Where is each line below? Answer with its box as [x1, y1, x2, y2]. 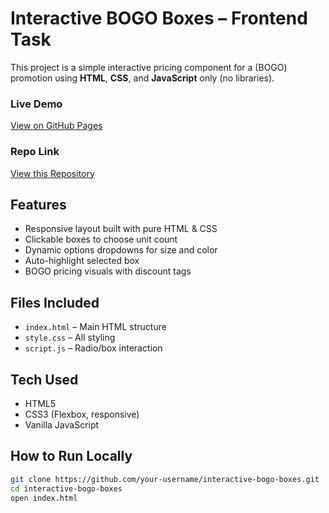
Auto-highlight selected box [24, 255, 140, 267]
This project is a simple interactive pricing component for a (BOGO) [10, 61, 288, 73]
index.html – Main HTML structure [24, 321, 167, 333]
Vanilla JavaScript [24, 418, 100, 431]
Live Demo [10, 97, 63, 111]
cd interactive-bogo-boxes [10, 483, 123, 494]
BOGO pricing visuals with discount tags [24, 265, 192, 277]
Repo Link [10, 145, 60, 159]
